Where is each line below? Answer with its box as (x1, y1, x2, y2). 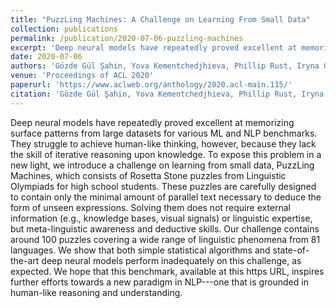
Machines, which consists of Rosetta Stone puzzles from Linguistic (10, 169, 287, 181)
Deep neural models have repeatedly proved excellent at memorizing (10, 116, 295, 128)
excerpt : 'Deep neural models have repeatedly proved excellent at (10, 42, 298, 53)
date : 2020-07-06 (10, 52, 83, 62)
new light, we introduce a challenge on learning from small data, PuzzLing (10, 159, 315, 171)
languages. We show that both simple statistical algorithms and (10, 244, 271, 256)
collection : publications (10, 24, 118, 34)
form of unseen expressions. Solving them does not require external (10, 201, 292, 213)
